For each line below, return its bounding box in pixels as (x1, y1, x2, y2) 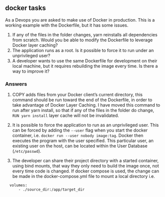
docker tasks (5, 4, 46, 12)
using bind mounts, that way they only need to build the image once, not (12, 163, 159, 169)
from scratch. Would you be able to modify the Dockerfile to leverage (12, 37, 153, 43)
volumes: (9, 183, 28, 188)
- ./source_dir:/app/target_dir (18, 187, 85, 192)
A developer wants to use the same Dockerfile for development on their (12, 57, 158, 63)
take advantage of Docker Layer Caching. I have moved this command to (12, 102, 161, 108)
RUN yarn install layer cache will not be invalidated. (12, 113, 119, 118)
